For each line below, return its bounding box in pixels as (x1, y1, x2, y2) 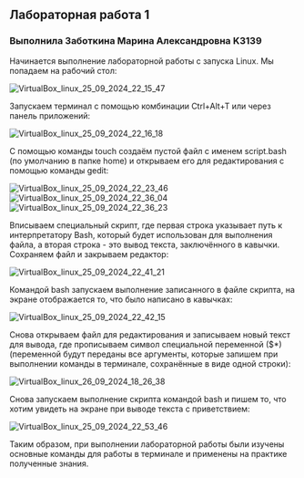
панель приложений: (9, 109, 91, 121)
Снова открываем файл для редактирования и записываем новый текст (9, 328, 291, 340)
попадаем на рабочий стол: (9, 65, 117, 76)
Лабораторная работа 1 (9, 7, 150, 23)
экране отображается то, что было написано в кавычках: (9, 294, 234, 305)
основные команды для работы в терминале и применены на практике (9, 448, 288, 459)
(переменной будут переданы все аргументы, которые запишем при (9, 348, 279, 359)
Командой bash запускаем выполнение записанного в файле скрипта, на (9, 284, 296, 295)
